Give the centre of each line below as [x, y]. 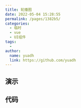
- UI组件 [18, 37]
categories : [17, 23]
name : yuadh [22, 55]
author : [13, 51]
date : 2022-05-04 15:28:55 [33, 14]
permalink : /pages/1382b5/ [33, 19]
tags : [11, 42]
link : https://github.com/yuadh [43, 60]
